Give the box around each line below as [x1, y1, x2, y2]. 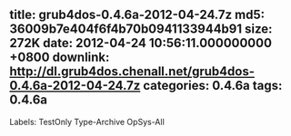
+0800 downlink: [9, 50, 110, 65]
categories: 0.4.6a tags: [142, 78, 283, 93]
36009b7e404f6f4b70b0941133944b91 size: [9, 22, 273, 37]
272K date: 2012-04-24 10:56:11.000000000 [9, 35, 273, 51]
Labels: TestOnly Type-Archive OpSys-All [9, 116, 166, 127]
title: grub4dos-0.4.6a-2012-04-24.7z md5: [9, 7, 266, 23]
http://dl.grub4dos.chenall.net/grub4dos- [9, 63, 256, 80]
